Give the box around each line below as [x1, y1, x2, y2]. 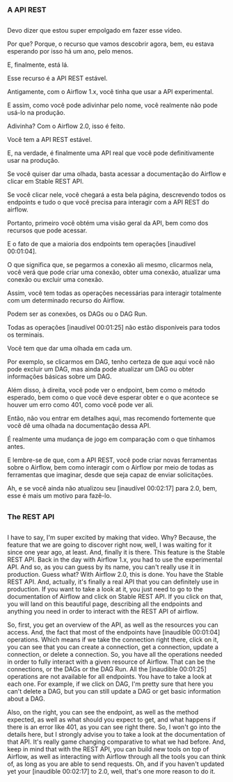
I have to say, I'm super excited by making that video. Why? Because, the [7, 534, 217, 542]
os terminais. [7, 330, 45, 339]
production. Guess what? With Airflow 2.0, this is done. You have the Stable [7, 570, 224, 579]
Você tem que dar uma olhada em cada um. [7, 344, 132, 353]
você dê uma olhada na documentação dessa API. [7, 422, 151, 430]
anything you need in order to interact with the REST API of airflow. [7, 607, 199, 616]
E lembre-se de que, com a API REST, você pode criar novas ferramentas [7, 456, 218, 464]
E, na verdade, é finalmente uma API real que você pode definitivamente [7, 149, 214, 157]
